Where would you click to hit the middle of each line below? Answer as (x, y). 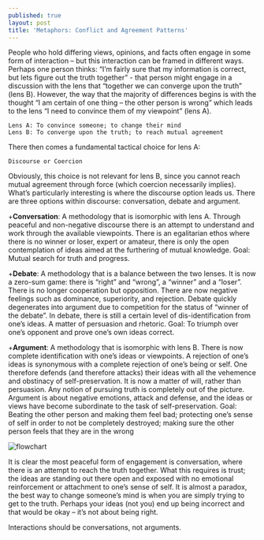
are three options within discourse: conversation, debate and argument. (125, 201)
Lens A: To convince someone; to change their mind (95, 126)
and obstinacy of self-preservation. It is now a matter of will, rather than (125, 381)
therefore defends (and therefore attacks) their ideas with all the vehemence (132, 373)
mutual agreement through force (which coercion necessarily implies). (122, 184)
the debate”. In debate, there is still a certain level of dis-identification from (129, 315)
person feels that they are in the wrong (71, 431)
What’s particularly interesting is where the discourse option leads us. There (132, 193)
